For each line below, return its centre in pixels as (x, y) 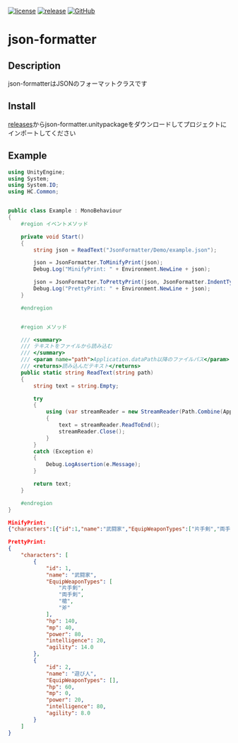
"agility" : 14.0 (70, 647)
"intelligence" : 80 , (76, 707)
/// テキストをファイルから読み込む (66, 346)
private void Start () (52, 237)
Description (34, 66)
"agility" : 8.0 (68, 713)
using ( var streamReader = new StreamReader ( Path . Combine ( (134, 412)
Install (22, 106)
